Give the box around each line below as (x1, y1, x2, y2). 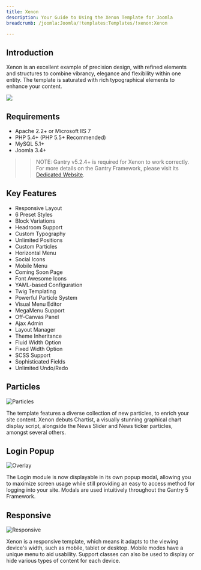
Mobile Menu (14, 262, 48, 269)
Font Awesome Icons (14, 274, 67, 282)
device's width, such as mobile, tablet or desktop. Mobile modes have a (6, 544, 184, 551)
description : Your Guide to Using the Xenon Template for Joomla (6, 14, 173, 20)
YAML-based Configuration (14, 281, 83, 288)
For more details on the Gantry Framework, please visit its (35, 165, 179, 172)
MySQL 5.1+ (14, 140, 45, 147)
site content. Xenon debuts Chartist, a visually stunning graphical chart (6, 416, 182, 423)
